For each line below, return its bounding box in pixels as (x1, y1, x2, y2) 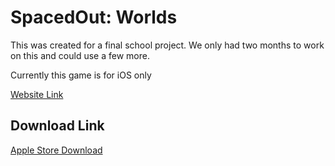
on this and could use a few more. (10, 49, 150, 61)
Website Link (10, 88, 64, 100)
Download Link (10, 117, 105, 135)
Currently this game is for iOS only (10, 69, 152, 81)
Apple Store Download (10, 144, 103, 156)
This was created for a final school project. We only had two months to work (10, 39, 325, 51)
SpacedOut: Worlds (10, 6, 178, 29)
